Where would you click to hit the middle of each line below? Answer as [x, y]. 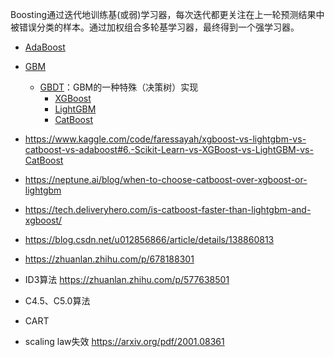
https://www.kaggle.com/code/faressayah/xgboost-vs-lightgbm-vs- [165, 139]
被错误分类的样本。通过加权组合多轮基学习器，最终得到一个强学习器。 [155, 27]
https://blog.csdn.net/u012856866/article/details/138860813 [149, 239]
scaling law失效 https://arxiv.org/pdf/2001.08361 [124, 341]
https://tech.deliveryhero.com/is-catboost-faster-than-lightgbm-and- [168, 209]
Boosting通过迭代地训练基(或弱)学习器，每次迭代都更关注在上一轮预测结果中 [167, 14]
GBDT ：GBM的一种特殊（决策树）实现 [119, 87]
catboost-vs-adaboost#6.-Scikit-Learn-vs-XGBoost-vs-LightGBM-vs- [169, 149]
